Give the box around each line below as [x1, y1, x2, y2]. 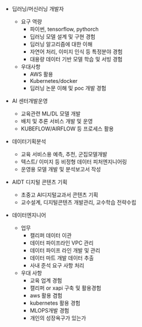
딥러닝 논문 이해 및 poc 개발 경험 [29, 85, 107, 91]
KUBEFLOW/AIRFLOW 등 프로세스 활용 [20, 125, 114, 132]
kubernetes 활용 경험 [29, 299, 81, 307]
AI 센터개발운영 [11, 97, 48, 104]
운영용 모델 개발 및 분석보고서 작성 [20, 166, 101, 173]
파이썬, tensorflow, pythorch [29, 26, 99, 32]
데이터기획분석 [11, 138, 46, 145]
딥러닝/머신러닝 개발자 [11, 5, 64, 12]
